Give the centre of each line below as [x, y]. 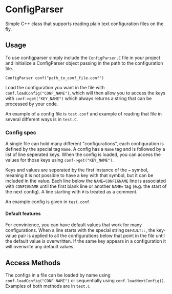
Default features [23, 213]
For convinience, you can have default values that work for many [74, 225]
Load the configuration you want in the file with [55, 87]
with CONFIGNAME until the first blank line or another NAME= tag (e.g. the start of [86, 186]
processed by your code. [32, 104]
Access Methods [33, 263]
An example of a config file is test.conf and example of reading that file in [84, 113]
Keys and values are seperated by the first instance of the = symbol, [77, 170]
